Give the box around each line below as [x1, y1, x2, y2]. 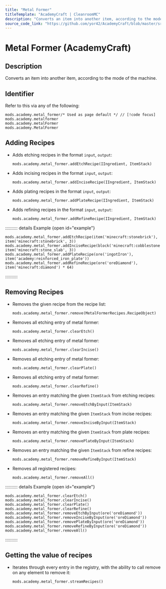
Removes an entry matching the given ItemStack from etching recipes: [12, 392, 156, 398]
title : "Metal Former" [5, 7, 52, 12]
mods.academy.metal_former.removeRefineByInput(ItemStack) [12, 457, 137, 462]
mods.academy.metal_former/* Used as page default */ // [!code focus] [5, 112, 156, 117]
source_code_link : [5, 21, 43, 26]
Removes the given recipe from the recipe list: [12, 301, 106, 307]
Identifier [5, 90, 35, 98]
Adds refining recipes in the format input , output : [12, 207, 113, 213]
